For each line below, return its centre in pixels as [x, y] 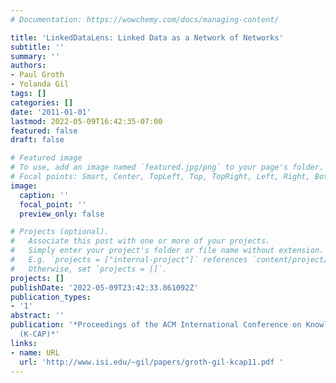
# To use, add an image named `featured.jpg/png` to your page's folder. [167, 167]
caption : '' [44, 195]
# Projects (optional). [60, 232]
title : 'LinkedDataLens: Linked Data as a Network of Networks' [147, 37]
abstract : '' [37, 316]
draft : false [37, 140]
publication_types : [51, 297]
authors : [28, 66]
